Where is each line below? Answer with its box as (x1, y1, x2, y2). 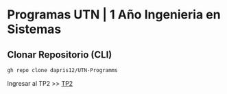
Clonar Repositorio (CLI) (7, 49, 112, 60)
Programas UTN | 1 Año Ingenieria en (7, 7, 221, 23)
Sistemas (7, 21, 62, 37)
